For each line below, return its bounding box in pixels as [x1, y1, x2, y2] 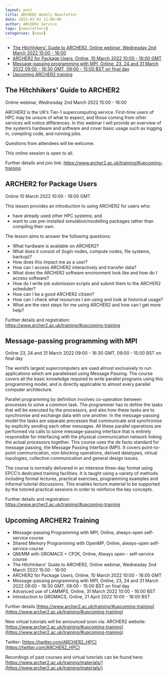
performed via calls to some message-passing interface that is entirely [5, 429, 151, 435]
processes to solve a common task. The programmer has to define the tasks [5, 401, 163, 408]
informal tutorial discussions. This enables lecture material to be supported [5, 481, 160, 487]
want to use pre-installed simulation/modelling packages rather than [12, 218, 154, 224]
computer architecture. [5, 386, 53, 393]
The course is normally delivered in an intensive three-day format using [5, 465, 153, 471]
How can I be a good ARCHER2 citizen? [12, 291, 94, 297]
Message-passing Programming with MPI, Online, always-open [12, 529, 143, 535]
